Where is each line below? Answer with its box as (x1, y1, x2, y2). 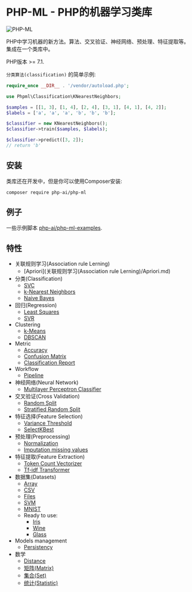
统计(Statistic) (23, 579, 58, 587)
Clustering (14, 321, 41, 329)
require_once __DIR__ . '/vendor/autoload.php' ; (6, 82, 129, 88)
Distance (23, 557, 46, 565)
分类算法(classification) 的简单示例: (6, 70, 97, 78)
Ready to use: (23, 512, 58, 519)
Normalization (23, 440, 58, 447)
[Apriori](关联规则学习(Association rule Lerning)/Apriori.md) (23, 268, 171, 275)
